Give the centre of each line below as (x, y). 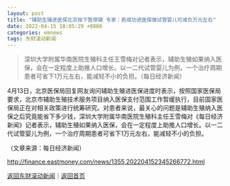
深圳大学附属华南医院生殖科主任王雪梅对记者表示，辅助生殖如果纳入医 (123, 59)
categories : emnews (35, 32)
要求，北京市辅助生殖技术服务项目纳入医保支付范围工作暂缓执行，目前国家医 (115, 99)
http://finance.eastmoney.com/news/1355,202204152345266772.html (106, 162)
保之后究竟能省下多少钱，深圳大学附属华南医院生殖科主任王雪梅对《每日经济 (115, 116)
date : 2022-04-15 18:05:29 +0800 (55, 26)
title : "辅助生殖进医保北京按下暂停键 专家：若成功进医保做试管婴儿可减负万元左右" (112, 20)
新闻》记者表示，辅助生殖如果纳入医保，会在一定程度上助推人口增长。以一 (112, 125)
